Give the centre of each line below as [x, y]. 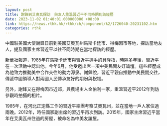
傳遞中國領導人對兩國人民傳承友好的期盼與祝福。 [55, 79]
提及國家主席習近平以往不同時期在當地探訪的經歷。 [66, 49]
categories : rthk [23, 28]
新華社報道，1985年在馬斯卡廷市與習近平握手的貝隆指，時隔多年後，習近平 [82, 60]
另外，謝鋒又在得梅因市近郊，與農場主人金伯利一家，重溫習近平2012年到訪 [82, 89]
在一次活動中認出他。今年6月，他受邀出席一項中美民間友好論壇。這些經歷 [81, 66]
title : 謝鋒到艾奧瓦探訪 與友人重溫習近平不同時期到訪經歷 [59, 14]
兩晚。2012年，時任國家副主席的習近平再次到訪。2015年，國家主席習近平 [81, 112]
